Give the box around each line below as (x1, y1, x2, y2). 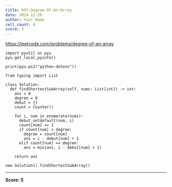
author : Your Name (5, 17, 45, 22)
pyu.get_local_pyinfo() (5, 55, 56, 61)
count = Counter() (14, 105, 54, 110)
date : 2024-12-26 (5, 12, 42, 17)
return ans (14, 154, 38, 159)
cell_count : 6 (5, 22, 36, 27)
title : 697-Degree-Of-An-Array (5, 7, 72, 13)
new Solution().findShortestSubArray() (5, 163, 91, 169)
